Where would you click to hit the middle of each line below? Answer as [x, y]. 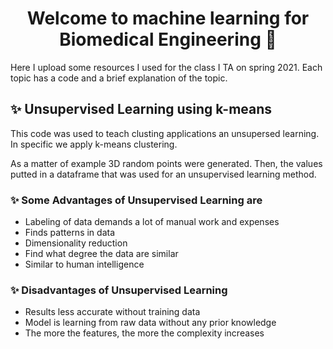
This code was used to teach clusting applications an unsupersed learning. [165, 133]
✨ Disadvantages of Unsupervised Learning [119, 290]
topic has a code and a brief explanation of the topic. [119, 78]
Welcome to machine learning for [168, 18]
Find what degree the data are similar [101, 254]
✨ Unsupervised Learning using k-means [141, 109]
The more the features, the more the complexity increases [144, 333]
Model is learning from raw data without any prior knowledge [150, 323]
